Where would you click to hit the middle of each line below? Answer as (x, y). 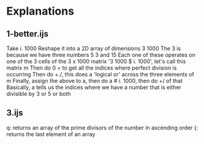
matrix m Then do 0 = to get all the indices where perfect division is (92, 68)
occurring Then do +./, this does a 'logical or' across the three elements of (100, 74)
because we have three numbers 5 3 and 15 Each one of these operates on (101, 55)
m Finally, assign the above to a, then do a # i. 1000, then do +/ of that (94, 81)
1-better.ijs (28, 34)
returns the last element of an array (51, 134)
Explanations (40, 11)
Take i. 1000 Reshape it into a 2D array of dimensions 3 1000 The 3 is (94, 48)
